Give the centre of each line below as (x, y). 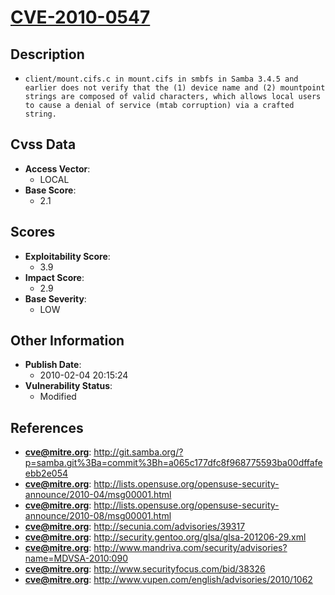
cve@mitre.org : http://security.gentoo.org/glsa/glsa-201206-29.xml (165, 537)
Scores (33, 232)
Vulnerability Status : (68, 386)
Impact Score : (54, 277)
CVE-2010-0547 (80, 17)
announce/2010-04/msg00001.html (98, 495)
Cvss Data (43, 144)
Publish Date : (53, 365)
